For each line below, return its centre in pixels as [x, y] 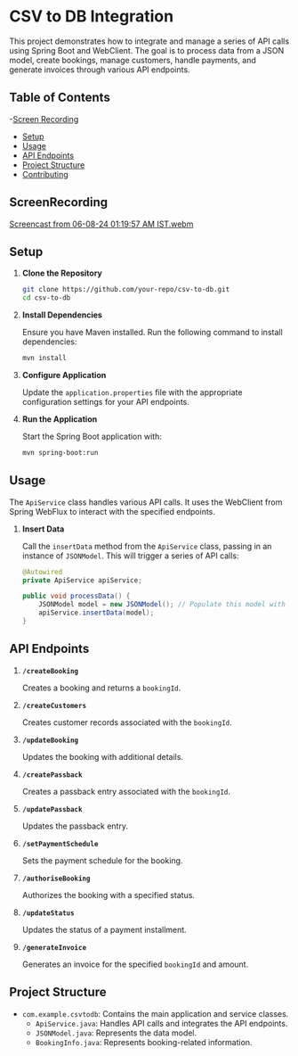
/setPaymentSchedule [60, 844]
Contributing [45, 174]
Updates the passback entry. [75, 826]
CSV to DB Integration [92, 16]
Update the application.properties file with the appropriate [132, 392]
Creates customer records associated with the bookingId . [127, 722]
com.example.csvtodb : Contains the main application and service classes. [155, 1013]
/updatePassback [52, 809]
